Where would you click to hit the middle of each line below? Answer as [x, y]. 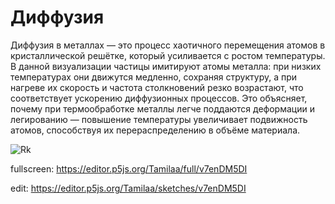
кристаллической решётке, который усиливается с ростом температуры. [168, 55]
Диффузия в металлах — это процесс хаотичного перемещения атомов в [168, 45]
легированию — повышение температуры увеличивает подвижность [159, 119]
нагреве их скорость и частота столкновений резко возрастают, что [157, 87]
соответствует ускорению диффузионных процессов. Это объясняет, [159, 98]
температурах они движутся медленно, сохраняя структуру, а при [154, 77]
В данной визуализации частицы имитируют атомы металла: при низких [166, 66]
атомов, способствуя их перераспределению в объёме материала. [155, 130]
